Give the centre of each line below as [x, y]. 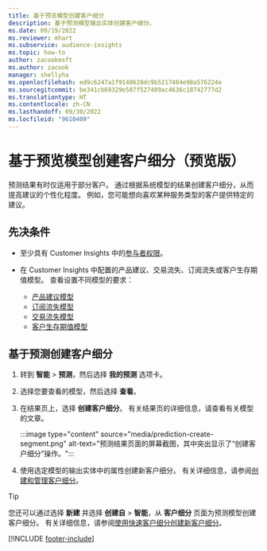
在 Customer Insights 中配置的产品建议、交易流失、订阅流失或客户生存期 [139, 270]
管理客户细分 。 [58, 481]
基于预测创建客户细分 [60, 354]
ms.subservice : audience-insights [66, 45]
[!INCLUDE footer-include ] [51, 539]
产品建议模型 [52, 296]
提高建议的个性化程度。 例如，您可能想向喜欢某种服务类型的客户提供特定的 [131, 194]
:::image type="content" [59, 434]
